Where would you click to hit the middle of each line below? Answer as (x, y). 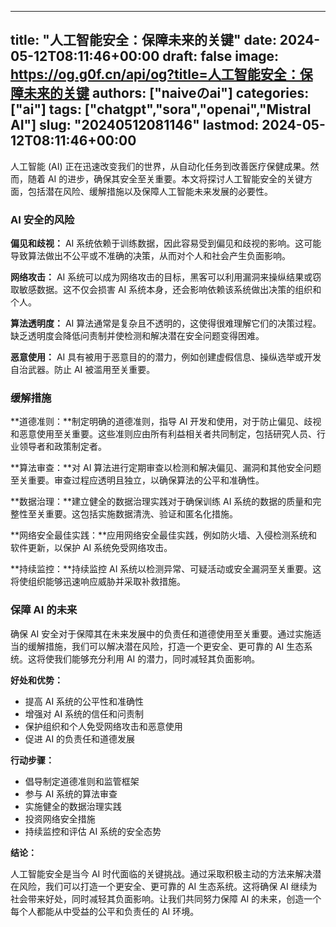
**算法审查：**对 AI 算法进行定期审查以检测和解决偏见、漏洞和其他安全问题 (166, 468)
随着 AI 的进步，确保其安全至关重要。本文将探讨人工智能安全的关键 (166, 178)
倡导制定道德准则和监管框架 (82, 781)
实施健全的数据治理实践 (73, 806)
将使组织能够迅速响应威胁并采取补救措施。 (98, 582)
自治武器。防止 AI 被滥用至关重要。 (83, 370)
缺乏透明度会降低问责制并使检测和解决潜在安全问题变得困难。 (137, 336)
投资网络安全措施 (60, 818)
